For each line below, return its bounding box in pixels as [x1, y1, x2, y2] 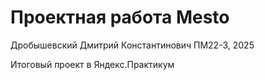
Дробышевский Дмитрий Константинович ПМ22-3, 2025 [10, 39, 255, 51]
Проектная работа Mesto [10, 6, 230, 29]
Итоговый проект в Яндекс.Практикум [10, 58, 175, 70]
